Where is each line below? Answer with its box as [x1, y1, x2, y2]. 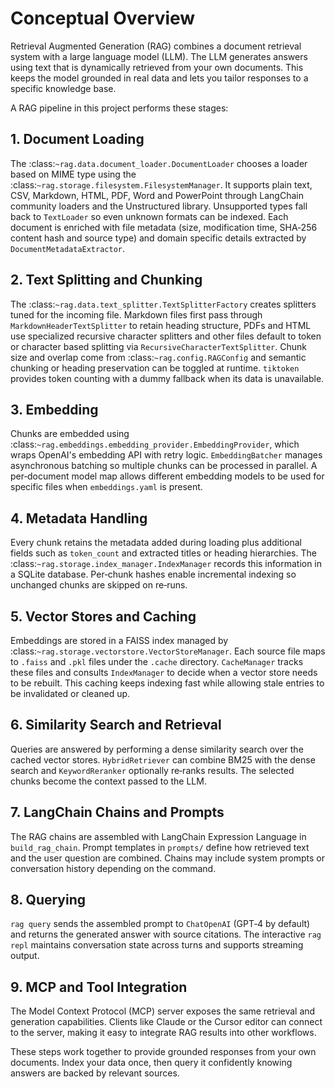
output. [10, 950, 40, 962]
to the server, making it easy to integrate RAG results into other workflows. [10, 1027, 317, 1039]
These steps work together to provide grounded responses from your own [10, 1046, 317, 1058]
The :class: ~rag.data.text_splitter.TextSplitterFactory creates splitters [10, 298, 317, 310]
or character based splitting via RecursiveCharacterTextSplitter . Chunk [10, 340, 307, 352]
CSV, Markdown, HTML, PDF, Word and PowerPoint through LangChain [10, 189, 304, 201]
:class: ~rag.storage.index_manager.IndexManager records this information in [10, 558, 323, 570]
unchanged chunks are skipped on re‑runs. [10, 579, 188, 591]
